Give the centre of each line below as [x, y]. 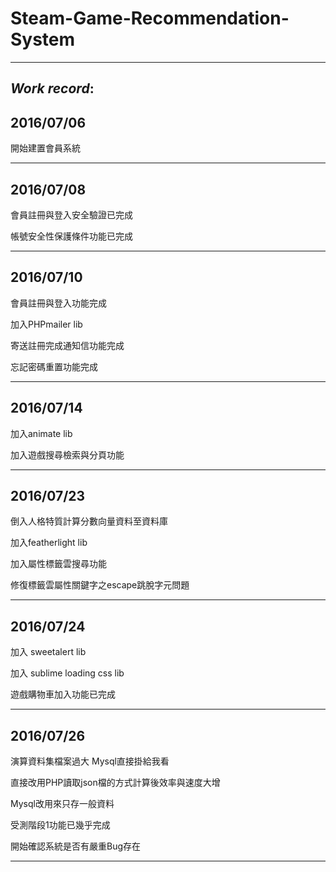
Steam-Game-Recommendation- [150, 18]
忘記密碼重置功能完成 [54, 366]
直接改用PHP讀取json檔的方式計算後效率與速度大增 [115, 783]
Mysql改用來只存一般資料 [62, 804]
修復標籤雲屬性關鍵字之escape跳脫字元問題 [100, 585]
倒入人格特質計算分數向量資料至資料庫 [89, 521]
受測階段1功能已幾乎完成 [60, 825]
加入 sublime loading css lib [67, 673]
